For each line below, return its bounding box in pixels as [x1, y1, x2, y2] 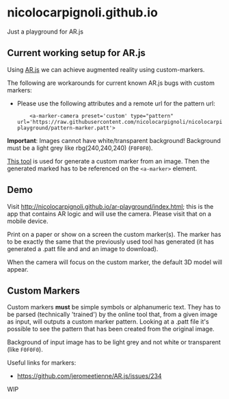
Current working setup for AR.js [7, 47, 146, 59]
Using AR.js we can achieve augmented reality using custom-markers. [7, 65, 205, 73]
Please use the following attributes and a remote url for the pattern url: [16, 99, 215, 107]
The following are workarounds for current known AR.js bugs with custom [7, 79, 215, 87]
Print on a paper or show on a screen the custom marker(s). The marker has [7, 230, 221, 238]
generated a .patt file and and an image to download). [7, 244, 159, 253]
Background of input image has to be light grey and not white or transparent [7, 338, 221, 346]
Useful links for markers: [7, 359, 77, 367]
